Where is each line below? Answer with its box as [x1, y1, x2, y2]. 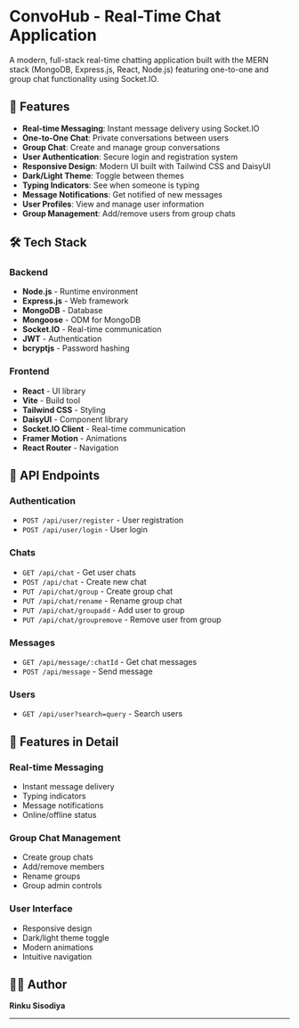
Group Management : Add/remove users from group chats [21, 207, 236, 219]
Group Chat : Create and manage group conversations [21, 142, 221, 152]
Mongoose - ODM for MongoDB [21, 314, 141, 326]
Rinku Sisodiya [9, 1000, 66, 1011]
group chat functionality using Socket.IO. [9, 73, 159, 84]
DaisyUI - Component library [21, 414, 129, 425]
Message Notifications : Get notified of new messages [21, 189, 222, 199]
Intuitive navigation [21, 951, 93, 962]
